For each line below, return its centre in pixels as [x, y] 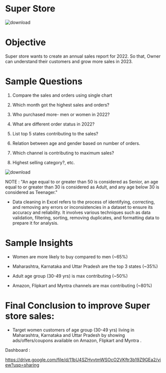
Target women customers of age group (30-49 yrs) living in [73, 330]
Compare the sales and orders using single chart [62, 95]
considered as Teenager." [32, 192]
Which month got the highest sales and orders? [61, 105]
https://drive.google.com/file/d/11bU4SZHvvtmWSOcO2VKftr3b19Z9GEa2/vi [83, 360]
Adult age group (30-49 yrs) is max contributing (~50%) [70, 276]
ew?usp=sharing [22, 365]
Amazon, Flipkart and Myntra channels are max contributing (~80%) [82, 285]
